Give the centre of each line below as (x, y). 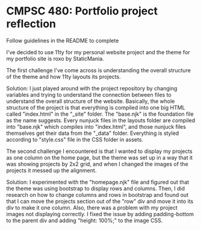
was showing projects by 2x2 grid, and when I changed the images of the (97, 164)
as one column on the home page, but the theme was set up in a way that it (100, 157)
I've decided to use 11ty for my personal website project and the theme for (98, 52)
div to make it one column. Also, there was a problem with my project (92, 207)
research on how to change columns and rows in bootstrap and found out (97, 194)
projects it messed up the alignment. (51, 170)
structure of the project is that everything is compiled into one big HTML (96, 107)
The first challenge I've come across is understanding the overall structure (99, 70)
